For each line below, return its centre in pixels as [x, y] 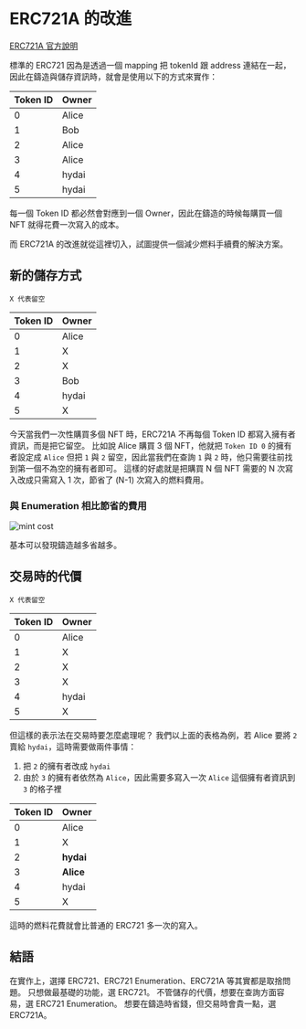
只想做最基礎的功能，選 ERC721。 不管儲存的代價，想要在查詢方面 [152, 992]
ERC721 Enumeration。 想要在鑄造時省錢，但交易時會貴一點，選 [156, 1003]
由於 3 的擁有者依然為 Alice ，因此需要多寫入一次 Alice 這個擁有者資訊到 [159, 777]
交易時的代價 [46, 577]
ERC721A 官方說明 [44, 46]
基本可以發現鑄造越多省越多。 [65, 546]
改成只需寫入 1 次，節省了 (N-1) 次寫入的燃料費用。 [113, 480]
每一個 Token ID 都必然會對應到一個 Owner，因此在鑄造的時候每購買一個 [146, 213]
